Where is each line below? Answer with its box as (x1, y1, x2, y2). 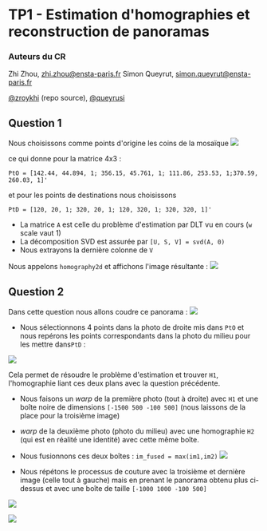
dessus (19, 484, 44, 493)
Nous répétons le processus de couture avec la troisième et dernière (19, 467, 245, 477)
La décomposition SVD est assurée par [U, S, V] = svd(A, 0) (19, 237, 226, 247)
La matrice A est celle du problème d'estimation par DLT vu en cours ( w (19, 220, 253, 229)
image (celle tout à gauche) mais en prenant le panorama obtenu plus (19, 475, 249, 485)
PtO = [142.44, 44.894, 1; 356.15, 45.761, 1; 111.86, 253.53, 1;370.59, (8, 169, 259, 177)
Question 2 (8, 285, 65, 299)
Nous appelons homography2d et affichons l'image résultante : (8, 262, 209, 271)
